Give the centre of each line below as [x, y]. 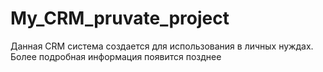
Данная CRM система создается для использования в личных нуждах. [162, 46]
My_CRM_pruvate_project [120, 18]
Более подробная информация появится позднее [116, 56]
